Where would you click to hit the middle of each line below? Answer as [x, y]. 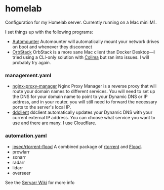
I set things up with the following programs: [49, 32]
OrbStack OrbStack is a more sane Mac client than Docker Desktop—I [83, 52]
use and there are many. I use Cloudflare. [54, 123]
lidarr [18, 167]
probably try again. [32, 62]
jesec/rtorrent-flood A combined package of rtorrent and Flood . [77, 146]
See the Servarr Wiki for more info [40, 182]
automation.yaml [26, 136]
